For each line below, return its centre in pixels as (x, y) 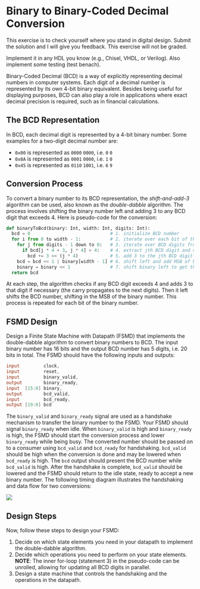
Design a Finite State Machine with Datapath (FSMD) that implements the (96, 336)
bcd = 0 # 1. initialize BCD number (96, 234)
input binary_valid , (42, 377)
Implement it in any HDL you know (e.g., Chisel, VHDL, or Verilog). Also (93, 58)
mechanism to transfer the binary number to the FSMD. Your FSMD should (97, 423)
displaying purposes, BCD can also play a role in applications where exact (97, 95)
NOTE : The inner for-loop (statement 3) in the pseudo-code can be (97, 561)
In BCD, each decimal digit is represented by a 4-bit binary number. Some (96, 134)
